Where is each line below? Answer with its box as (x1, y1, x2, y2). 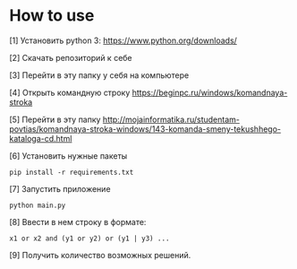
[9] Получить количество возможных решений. (9, 249, 191, 260)
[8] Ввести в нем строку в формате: (9, 216, 147, 227)
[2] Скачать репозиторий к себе (9, 52, 132, 63)
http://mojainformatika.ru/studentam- (102, 114, 240, 125)
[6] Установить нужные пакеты (9, 150, 128, 161)
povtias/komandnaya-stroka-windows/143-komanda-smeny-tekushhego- (9, 123, 282, 134)
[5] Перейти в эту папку (9, 114, 101, 125)
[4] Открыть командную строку (9, 87, 131, 98)
